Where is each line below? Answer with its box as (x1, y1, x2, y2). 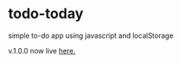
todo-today (8, 5, 84, 23)
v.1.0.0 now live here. (8, 46, 76, 55)
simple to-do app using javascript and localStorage (8, 31, 174, 40)
